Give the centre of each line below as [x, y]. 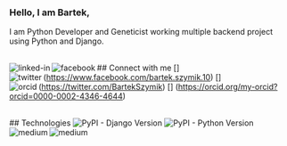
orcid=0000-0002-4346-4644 [66, 96]
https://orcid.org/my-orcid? [228, 87]
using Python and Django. [57, 41]
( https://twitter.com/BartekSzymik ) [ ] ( [109, 87]
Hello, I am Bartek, [50, 12]
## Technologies [40, 123]
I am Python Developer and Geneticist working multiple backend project [141, 32]
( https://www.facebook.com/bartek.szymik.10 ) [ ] [132, 77]
